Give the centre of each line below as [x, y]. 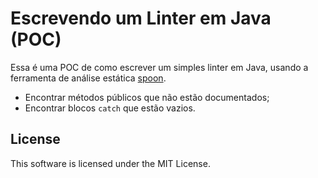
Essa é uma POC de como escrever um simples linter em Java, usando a [159, 67]
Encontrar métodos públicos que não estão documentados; [147, 97]
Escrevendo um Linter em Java [141, 18]
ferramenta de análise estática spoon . [88, 78]
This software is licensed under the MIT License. [110, 163]
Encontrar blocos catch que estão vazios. [110, 108]
